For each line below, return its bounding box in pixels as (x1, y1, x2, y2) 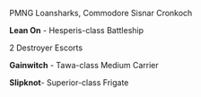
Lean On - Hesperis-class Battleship (9, 25, 144, 35)
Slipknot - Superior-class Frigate (9, 77, 129, 88)
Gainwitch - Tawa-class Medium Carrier (9, 60, 159, 70)
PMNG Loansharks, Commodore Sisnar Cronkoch (9, 8, 193, 18)
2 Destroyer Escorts (9, 42, 83, 53)
